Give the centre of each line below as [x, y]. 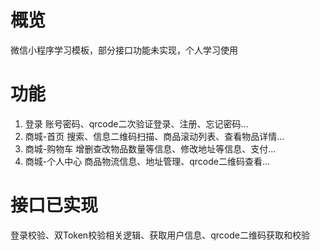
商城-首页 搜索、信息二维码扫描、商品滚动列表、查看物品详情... [154, 136]
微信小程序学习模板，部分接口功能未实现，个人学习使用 [124, 50]
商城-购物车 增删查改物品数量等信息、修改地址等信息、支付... [150, 148]
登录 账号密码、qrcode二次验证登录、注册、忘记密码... [136, 123]
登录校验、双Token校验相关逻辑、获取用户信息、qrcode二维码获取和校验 [160, 235]
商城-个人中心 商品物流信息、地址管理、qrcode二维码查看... [147, 161]
